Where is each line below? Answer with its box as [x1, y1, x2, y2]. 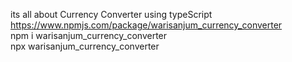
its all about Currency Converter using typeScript [10, 9, 213, 20]
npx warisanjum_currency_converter [10, 40, 160, 52]
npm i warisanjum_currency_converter [10, 30, 168, 41]
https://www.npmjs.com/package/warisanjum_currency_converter [10, 19, 283, 31]
